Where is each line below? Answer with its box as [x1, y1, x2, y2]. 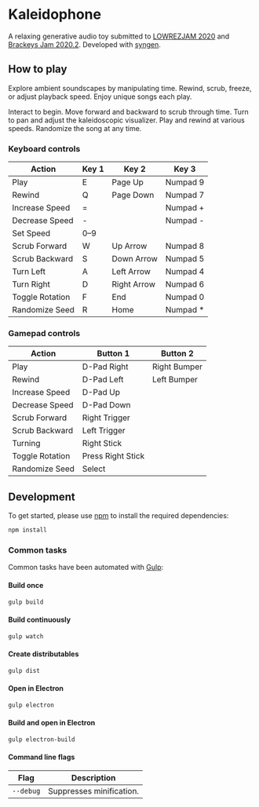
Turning [12, 438, 41, 449]
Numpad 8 [165, 241, 205, 252]
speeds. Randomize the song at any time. [8, 123, 142, 133]
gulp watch [8, 632, 44, 641]
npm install [8, 526, 47, 535]
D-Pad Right [82, 361, 129, 372]
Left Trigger [82, 425, 126, 436]
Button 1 [97, 348, 130, 359]
